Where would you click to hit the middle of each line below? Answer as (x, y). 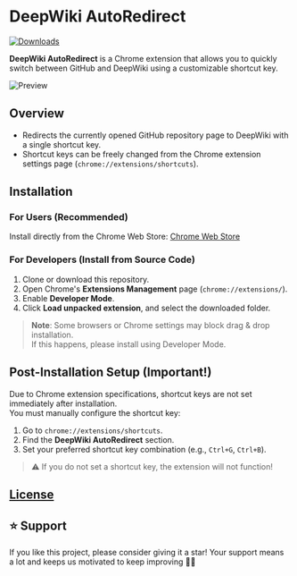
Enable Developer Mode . (68, 298)
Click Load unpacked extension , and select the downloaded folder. (146, 308)
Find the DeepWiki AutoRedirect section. (98, 439)
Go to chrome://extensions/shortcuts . (92, 430)
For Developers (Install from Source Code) (103, 259)
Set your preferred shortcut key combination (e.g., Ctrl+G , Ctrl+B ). (144, 449)
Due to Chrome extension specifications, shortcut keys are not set (131, 394)
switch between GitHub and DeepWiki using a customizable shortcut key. (144, 68)
